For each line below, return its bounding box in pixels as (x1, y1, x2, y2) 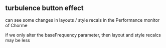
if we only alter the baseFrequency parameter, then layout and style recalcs (5, 32, 161, 38)
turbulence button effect (5, 4, 84, 12)
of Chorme (5, 22, 28, 28)
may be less (5, 37, 30, 43)
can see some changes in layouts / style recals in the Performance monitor (5, 17, 160, 23)
